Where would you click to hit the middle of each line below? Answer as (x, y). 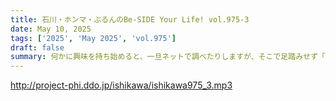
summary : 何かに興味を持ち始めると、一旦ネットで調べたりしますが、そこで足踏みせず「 (168, 57)
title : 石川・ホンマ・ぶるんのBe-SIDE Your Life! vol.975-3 (130, 19)
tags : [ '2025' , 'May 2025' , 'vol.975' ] (93, 38)
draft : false (37, 47)
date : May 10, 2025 (51, 29)
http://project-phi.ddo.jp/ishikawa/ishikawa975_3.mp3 (121, 85)
